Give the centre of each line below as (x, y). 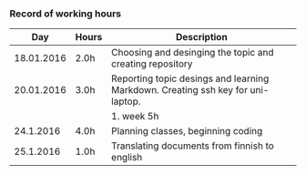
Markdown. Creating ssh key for (179, 90)
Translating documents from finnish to (193, 146)
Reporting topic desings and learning (190, 78)
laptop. (126, 101)
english (127, 158)
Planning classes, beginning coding (187, 131)
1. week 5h (135, 117)
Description (202, 37)
